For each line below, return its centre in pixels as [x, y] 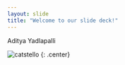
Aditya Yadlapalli [32, 40]
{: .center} [55, 54]
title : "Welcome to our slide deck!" [63, 20]
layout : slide [28, 14]
